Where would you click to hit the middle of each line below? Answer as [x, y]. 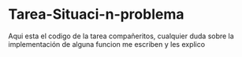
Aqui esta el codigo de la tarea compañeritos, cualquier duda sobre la [121, 36]
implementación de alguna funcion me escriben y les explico [107, 44]
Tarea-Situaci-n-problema [96, 14]
